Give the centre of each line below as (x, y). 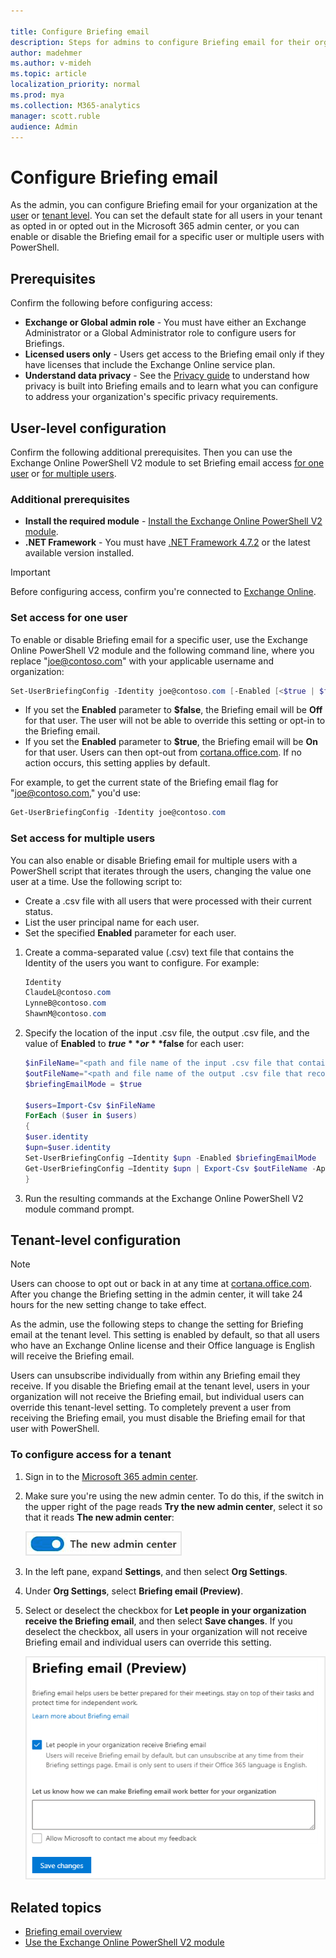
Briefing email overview (73, 1932)
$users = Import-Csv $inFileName (90, 1105)
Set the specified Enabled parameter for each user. (130, 932)
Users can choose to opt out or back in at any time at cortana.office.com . (161, 1284)
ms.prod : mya (37, 95)
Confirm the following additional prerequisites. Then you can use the (151, 452)
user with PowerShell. (55, 1429)
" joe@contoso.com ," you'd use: (75, 793)
